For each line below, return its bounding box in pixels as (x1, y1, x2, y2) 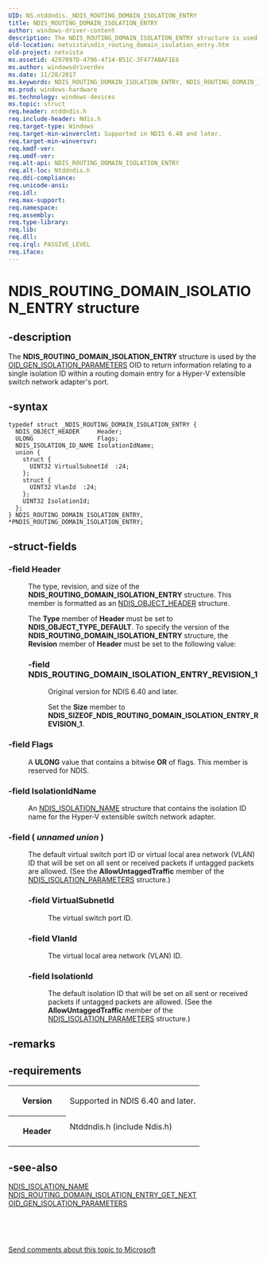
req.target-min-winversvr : (8, 137, 98, 145)
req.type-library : (8, 218, 69, 226)
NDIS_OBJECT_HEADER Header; (15, 428, 123, 436)
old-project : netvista (8, 48, 83, 56)
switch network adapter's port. (8, 376, 110, 386)
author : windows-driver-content (8, 26, 115, 34)
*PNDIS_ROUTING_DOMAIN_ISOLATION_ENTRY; (8, 518, 145, 527)
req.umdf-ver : (8, 152, 56, 160)
